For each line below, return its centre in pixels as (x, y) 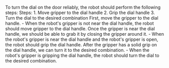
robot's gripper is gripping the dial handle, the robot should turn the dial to (82, 55)
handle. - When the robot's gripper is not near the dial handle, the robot (79, 23)
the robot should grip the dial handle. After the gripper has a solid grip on (81, 45)
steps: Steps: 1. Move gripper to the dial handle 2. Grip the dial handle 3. (80, 13)
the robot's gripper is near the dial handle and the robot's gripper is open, (82, 39)
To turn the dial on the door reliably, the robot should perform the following (83, 7)
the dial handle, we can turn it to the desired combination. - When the (77, 50)
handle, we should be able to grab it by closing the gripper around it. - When (85, 34)
